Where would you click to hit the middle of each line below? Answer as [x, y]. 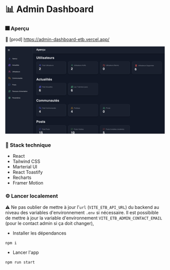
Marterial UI [25, 167]
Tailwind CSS [26, 161]
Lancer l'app [26, 252]
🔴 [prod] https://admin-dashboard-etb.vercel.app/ [57, 39]
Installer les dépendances [39, 233]
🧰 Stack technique [28, 145]
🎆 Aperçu [17, 29]
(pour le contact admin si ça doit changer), [50, 223]
